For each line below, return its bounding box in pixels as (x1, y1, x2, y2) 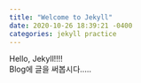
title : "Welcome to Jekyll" (9, 12, 114, 22)
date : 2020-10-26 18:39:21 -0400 (9, 21, 133, 30)
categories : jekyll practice (9, 29, 117, 38)
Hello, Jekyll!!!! (9, 54, 64, 64)
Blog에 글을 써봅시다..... (9, 64, 91, 75)
